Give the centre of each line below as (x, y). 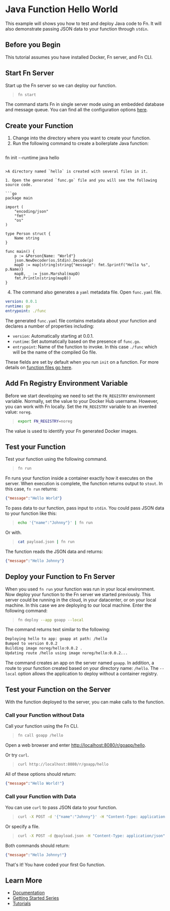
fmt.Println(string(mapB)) (43, 278)
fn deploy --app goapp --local (51, 620)
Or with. (13, 532)
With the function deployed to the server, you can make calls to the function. (85, 702)
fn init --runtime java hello (32, 158)
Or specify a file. (23, 826)
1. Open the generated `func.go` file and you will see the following (81, 181)
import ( (14, 207)
